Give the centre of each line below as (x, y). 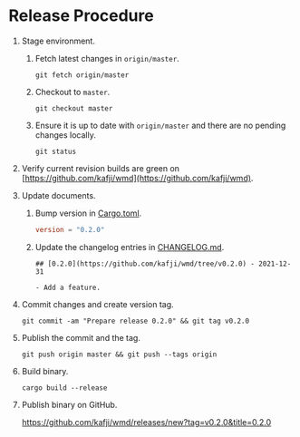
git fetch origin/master (82, 75)
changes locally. (65, 135)
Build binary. (45, 371)
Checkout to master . (73, 92)
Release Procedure (82, 16)
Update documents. (58, 195)
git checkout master (74, 108)
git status (56, 151)
